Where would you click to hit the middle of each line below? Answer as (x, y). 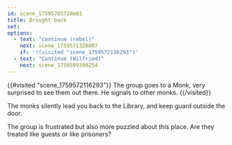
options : (20, 33)
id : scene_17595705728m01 (45, 14)
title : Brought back (37, 20)
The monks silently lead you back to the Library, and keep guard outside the (116, 105)
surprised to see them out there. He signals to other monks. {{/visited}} (109, 92)
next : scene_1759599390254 (59, 65)
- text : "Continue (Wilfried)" (59, 59)
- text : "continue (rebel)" (54, 40)
